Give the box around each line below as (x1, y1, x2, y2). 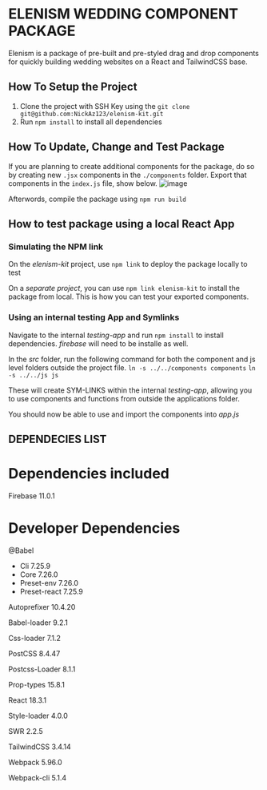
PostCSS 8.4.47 (8, 648, 61, 658)
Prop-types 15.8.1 (8, 679, 66, 689)
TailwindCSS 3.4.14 (8, 742, 71, 752)
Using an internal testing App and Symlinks (8, 312, 180, 323)
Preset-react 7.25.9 (19, 586, 84, 596)
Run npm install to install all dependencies (19, 117, 162, 127)
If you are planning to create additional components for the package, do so (8, 161, 255, 171)
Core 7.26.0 (19, 570, 58, 579)
